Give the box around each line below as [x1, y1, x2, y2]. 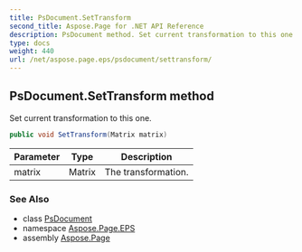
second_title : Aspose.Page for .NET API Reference [9, 22, 204, 31]
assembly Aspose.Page [22, 232, 110, 243]
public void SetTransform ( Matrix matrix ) [9, 130, 168, 139]
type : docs [9, 38, 51, 48]
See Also [9, 192, 50, 205]
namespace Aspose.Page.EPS [22, 222, 136, 233]
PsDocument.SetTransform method [9, 89, 214, 104]
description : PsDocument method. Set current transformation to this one [9, 30, 294, 39]
